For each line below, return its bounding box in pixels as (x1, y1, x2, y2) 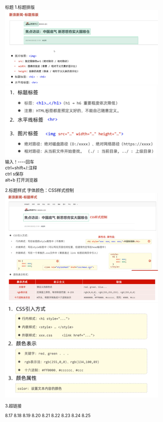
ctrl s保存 (5, 171, 24, 177)
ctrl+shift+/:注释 (5, 165, 37, 171)
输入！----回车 (5, 159, 34, 165)
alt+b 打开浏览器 (5, 177, 38, 183)
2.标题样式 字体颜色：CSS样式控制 (5, 187, 74, 193)
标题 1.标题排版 (5, 4, 35, 10)
